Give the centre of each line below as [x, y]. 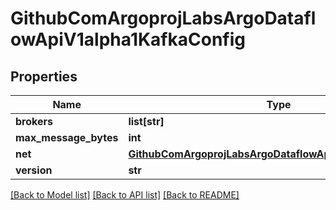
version [34, 170]
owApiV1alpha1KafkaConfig [128, 39]
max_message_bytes [67, 137]
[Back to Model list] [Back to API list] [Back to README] [125, 195]
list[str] [146, 121]
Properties [44, 76]
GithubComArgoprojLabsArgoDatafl [163, 18]
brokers [34, 121]
